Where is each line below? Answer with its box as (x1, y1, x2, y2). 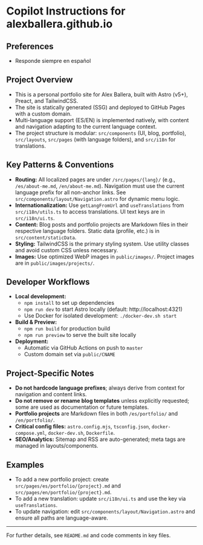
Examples (6, 460, 44, 470)
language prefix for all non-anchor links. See (14, 189, 126, 196)
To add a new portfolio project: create (14, 476, 109, 483)
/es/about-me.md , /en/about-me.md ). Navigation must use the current (14, 182, 185, 189)
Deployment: (14, 338, 49, 345)
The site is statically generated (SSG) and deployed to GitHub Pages (14, 103, 185, 111)
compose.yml (14, 431, 45, 437)
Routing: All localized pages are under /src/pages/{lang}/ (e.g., (14, 175, 176, 183)
